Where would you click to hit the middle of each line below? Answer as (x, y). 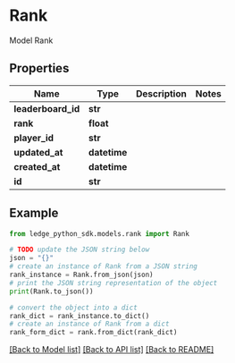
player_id (34, 138)
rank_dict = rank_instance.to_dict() (80, 316)
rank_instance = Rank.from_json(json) (81, 275)
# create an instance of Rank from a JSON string (104, 266)
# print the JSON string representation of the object (113, 283)
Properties (39, 68)
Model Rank (31, 40)
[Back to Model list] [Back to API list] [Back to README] (112, 350)
